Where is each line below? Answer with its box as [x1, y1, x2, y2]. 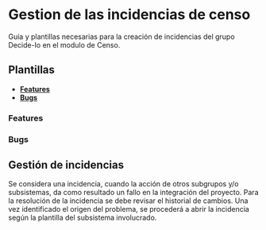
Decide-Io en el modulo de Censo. [8, 40, 121, 49]
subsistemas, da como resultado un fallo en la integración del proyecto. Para [8, 188, 259, 197]
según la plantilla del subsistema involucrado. [8, 213, 157, 223]
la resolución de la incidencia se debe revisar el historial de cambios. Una [8, 196, 249, 205]
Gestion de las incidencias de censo [8, 6, 251, 24]
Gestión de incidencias [8, 158, 125, 171]
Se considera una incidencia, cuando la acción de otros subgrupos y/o [8, 179, 239, 189]
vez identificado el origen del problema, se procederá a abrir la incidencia [8, 205, 250, 214]
